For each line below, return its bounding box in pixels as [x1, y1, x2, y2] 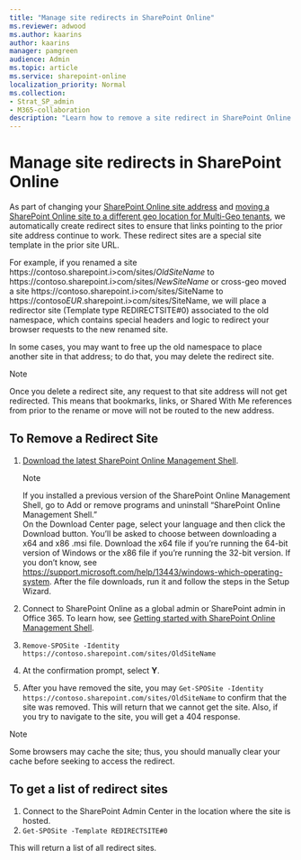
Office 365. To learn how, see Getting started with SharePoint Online [22, 612, 276, 623]
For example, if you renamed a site [9, 258, 137, 268]
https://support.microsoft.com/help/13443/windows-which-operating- [22, 566, 283, 577]
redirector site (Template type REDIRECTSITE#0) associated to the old [9, 305, 270, 316]
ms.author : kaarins [9, 30, 83, 39]
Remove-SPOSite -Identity [22, 641, 120, 650]
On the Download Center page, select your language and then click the [22, 519, 286, 530]
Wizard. [22, 585, 52, 596]
